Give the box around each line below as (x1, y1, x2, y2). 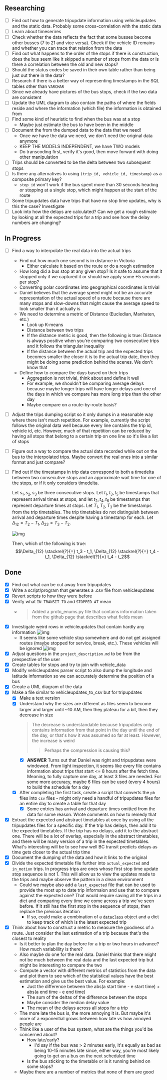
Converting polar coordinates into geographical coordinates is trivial (19, 284, 159, 290)
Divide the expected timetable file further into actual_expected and (11, 860, 149, 866)
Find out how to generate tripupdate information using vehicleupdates (11, 17, 156, 23)
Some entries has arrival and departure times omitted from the (26, 806, 155, 812)
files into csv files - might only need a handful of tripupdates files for (19, 795, 160, 801)
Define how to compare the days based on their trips (19, 369, 128, 376)
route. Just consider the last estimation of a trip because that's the (11, 930, 149, 936)
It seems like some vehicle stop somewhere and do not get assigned (19, 635, 161, 641)
